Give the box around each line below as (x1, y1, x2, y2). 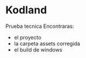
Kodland (5, 3, 47, 17)
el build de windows (13, 46, 63, 53)
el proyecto (13, 34, 42, 41)
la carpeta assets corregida (13, 40, 80, 47)
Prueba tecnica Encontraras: (5, 23, 74, 30)
